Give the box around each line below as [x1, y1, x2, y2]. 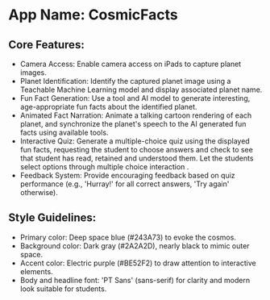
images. [19, 68, 47, 77]
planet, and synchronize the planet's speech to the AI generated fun [19, 119, 247, 128]
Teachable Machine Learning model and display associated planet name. [19, 85, 263, 94]
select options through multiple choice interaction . [19, 162, 189, 171]
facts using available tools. [19, 127, 109, 137]
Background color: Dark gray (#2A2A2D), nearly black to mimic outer [19, 240, 250, 251]
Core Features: [8, 38, 85, 52]
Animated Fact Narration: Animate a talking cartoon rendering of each [19, 110, 252, 120]
